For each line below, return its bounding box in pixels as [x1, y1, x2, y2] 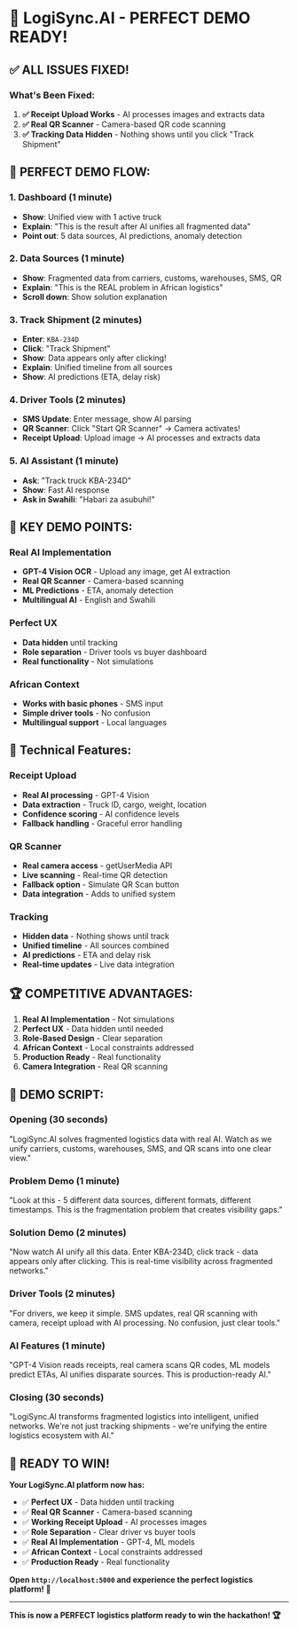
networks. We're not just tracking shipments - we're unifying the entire [9, 1420, 268, 1432]
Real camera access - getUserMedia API [21, 860, 173, 871]
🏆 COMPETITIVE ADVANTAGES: [9, 985, 193, 1001]
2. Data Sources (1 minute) [9, 252, 125, 265]
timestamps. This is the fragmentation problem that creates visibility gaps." [9, 1205, 283, 1215]
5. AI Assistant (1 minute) [9, 455, 120, 467]
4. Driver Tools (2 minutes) [9, 394, 127, 407]
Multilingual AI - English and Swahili [21, 595, 156, 605]
